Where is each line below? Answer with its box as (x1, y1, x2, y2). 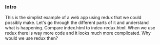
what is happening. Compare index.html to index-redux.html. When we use (5, 25, 155, 31)
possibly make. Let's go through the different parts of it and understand (5, 20, 149, 25)
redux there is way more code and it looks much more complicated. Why (5, 30, 151, 36)
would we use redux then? (5, 35, 58, 41)
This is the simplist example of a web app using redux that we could (5, 15, 141, 21)
